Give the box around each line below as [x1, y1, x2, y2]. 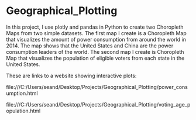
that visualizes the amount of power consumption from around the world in [6, 36, 186, 43]
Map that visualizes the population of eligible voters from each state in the [6, 54, 185, 61]
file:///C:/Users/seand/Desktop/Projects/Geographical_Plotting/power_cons [6, 83, 188, 90]
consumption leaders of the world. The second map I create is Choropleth [6, 48, 184, 55]
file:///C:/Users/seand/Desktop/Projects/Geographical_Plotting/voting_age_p [6, 101, 191, 108]
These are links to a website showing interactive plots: [6, 72, 137, 79]
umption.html [6, 90, 38, 97]
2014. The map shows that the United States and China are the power [6, 42, 174, 49]
